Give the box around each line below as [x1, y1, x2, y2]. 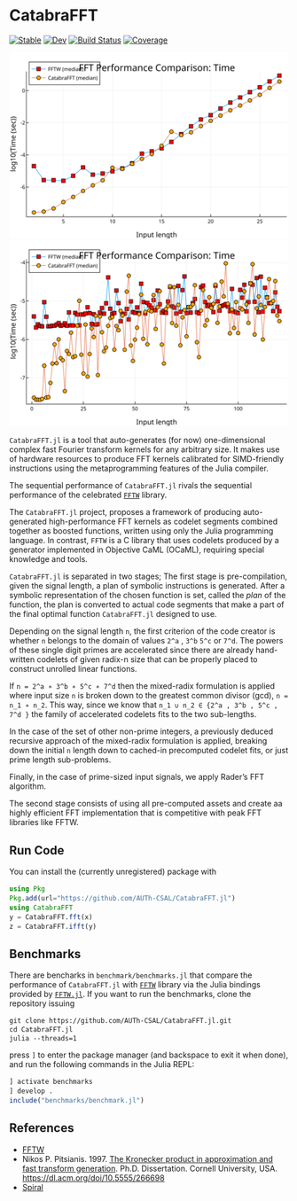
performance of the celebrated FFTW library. [9, 489, 168, 501]
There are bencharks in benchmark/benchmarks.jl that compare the [9, 970, 253, 980]
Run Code [9, 843, 65, 858]
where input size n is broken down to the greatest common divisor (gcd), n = [9, 690, 288, 701]
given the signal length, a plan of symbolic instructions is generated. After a [9, 581, 285, 591]
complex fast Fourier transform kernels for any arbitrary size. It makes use [9, 444, 280, 455]
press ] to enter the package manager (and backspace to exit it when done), [9, 1049, 289, 1060]
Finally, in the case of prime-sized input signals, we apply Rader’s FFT [9, 772, 264, 783]
